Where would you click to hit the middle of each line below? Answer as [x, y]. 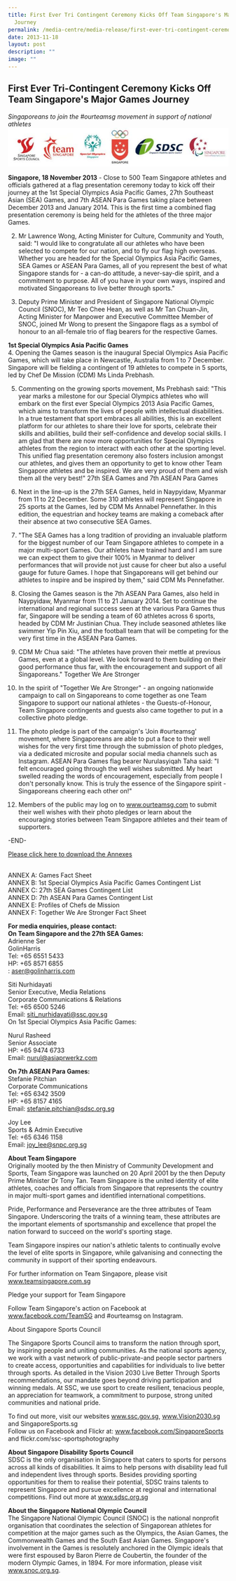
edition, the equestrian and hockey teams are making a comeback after [121, 514]
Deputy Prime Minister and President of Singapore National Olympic [116, 302]
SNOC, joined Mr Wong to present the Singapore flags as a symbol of [118, 324]
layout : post [27, 45]
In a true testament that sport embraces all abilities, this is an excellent [119, 418]
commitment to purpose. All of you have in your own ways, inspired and [122, 281]
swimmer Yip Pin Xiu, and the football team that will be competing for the [123, 631]
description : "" [32, 52]
